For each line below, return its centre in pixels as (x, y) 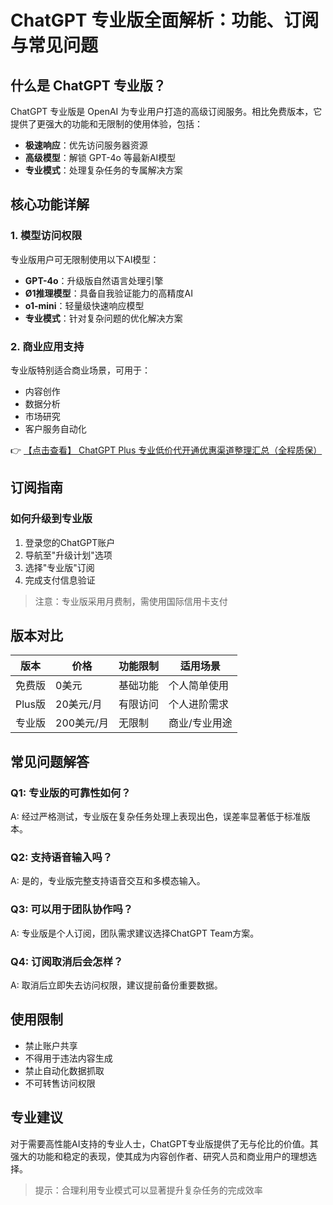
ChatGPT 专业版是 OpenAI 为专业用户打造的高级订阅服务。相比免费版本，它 (166, 111)
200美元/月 (82, 723)
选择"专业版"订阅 (59, 567)
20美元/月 (79, 704)
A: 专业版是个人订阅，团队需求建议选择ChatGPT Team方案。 (135, 933)
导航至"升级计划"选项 (68, 555)
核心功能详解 (50, 204)
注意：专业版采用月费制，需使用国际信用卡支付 (131, 601)
